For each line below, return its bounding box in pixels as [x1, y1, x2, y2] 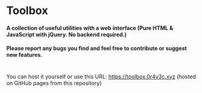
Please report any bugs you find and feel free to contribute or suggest [6, 45, 187, 52]
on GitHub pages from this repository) [6, 79, 102, 86]
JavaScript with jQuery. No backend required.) [6, 31, 127, 38]
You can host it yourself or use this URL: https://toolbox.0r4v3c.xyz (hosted [6, 73, 197, 80]
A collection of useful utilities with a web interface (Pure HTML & [6, 24, 173, 31]
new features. [6, 51, 43, 59]
